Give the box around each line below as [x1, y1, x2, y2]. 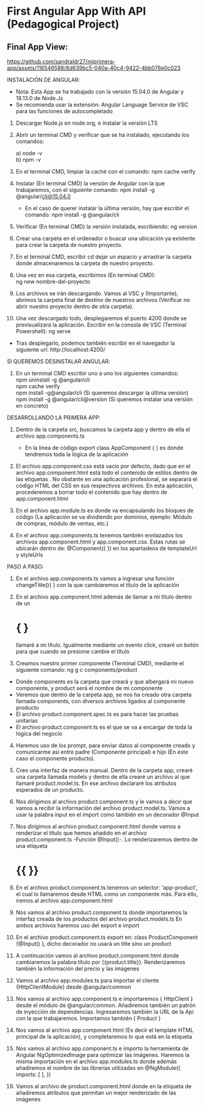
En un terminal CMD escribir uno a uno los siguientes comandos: [15, 370, 179, 377]
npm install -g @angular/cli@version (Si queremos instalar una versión [15, 396, 193, 403]
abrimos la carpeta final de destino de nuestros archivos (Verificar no [15, 297, 190, 303]
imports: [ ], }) [15, 1070, 51, 1078]
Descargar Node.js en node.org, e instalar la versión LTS [15, 119, 158, 127]
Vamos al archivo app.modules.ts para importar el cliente [15, 976, 159, 984]
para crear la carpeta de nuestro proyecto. [15, 241, 123, 248]
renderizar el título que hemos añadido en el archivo [15, 829, 147, 836]
